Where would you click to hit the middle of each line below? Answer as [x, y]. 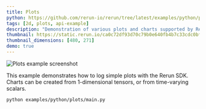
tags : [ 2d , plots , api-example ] [48, 23]
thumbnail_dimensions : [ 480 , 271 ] [51, 40]
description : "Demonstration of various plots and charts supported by [100, 29]
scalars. [16, 88]
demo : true [20, 47]
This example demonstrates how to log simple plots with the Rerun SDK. [97, 75]
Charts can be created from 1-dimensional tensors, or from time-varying [97, 82]
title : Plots [23, 12]
